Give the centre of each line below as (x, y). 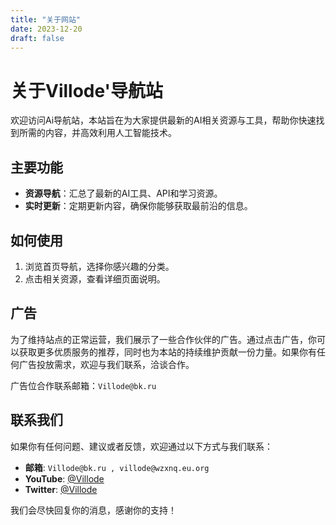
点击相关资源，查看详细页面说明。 (95, 278)
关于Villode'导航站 (87, 90)
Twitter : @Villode (61, 489)
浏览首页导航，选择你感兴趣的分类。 (99, 266)
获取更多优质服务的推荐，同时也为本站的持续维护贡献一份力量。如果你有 (167, 352)
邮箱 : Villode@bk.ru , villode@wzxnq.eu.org (117, 467)
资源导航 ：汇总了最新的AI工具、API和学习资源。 (123, 193)
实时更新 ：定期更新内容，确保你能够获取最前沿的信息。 (138, 206)
